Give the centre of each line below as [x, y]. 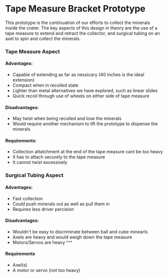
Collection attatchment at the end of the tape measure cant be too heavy [88, 152]
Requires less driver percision [43, 209]
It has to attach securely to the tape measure [59, 157]
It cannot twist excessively [40, 162]
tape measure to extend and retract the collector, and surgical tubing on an [82, 33]
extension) [23, 80]
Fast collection [28, 198]
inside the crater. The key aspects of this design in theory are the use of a [81, 28]
